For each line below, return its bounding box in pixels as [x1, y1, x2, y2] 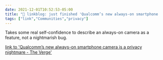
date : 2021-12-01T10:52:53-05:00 [5, 7, 73, 12]
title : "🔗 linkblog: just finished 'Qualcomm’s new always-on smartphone [5, 12, 159, 17]
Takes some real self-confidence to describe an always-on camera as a [5, 30, 149, 36]
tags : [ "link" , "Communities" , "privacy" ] [5, 16, 89, 21]
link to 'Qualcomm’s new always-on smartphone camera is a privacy [5, 44, 143, 50]
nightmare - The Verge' [5, 49, 52, 55]
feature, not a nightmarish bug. [5, 35, 67, 40]
